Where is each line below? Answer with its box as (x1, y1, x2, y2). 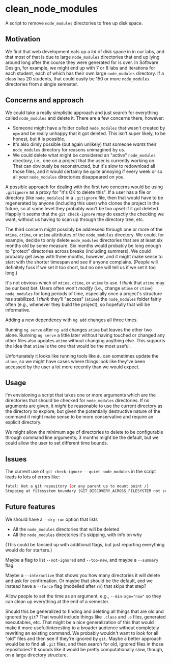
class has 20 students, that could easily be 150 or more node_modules (5, 75, 150, 82)
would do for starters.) (5, 547, 52, 553)
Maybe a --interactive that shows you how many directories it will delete (5, 572, 160, 578)
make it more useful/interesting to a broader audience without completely (5, 625, 159, 631)
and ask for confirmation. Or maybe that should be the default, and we (5, 578, 153, 584)
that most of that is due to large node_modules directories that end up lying (5, 54, 160, 60)
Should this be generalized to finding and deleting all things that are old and (5, 608, 164, 614)
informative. (5, 306, 31, 313)
